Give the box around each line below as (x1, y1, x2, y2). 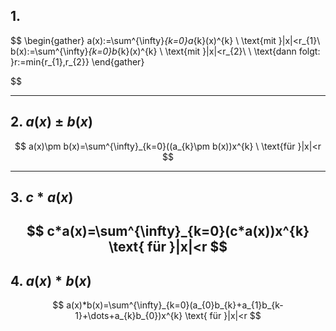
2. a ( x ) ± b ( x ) (10, 114, 93, 131)
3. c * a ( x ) (10, 189, 74, 206)
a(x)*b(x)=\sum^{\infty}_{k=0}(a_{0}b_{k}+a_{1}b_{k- (66, 299, 284, 311)
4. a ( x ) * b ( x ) (10, 272, 92, 289)
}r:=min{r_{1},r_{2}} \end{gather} (10, 55, 145, 68)
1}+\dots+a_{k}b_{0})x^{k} (74, 310, 183, 322)
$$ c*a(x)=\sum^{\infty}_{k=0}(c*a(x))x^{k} (26, 223, 310, 240)
